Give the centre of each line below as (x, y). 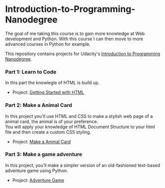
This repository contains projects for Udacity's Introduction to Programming (83, 54)
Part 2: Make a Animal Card (39, 105)
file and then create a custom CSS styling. (48, 132)
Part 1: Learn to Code (31, 72)
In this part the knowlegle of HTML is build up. (52, 83)
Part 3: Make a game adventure (44, 154)
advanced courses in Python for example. (48, 44)
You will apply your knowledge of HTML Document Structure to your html (80, 127)
